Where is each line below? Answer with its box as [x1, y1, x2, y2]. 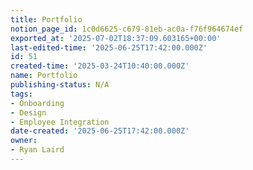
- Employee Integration [10, 117, 110, 127]
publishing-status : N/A [10, 80, 110, 90]
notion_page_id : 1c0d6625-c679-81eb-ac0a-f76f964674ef [10, 24, 244, 34]
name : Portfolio [10, 71, 78, 81]
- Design [10, 107, 47, 118]
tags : [10, 89, 33, 99]
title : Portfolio [10, 14, 83, 25]
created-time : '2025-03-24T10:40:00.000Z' [10, 61, 190, 71]
